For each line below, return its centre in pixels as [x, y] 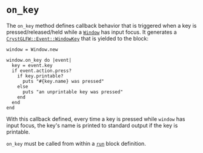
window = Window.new [32, 50]
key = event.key [32, 65]
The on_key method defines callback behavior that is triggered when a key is [101, 25]
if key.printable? [40, 76]
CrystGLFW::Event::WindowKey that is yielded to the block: [78, 38]
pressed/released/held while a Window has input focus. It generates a [92, 32]
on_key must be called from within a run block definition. [76, 143]
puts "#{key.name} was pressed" [63, 81]
